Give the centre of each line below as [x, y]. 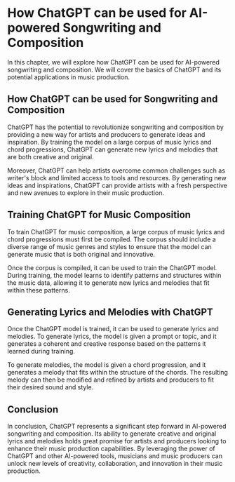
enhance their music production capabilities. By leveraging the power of [111, 449]
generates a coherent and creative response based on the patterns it [107, 344]
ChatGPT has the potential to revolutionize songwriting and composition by [116, 127]
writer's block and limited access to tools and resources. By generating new [117, 178]
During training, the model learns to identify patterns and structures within [114, 275]
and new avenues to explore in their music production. [86, 193]
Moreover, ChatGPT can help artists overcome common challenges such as [116, 170]
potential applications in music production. [69, 77]
